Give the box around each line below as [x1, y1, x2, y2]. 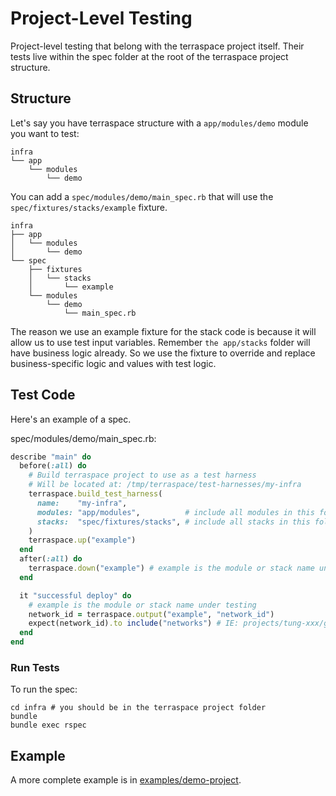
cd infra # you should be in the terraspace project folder [10, 703, 267, 713]
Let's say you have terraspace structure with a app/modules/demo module [10, 117, 309, 129]
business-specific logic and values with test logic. [10, 357, 217, 369]
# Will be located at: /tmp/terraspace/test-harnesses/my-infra [28, 480, 302, 490]
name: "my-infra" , [36, 498, 128, 508]
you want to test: [10, 127, 80, 139]
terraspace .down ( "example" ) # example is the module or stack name [28, 563, 315, 574]
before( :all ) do [19, 461, 87, 471]
